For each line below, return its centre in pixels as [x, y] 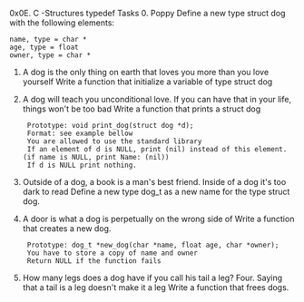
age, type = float [44, 47]
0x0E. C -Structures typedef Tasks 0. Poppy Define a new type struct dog [147, 13]
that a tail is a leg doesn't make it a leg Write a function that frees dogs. [156, 287]
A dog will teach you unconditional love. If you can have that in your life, [157, 99]
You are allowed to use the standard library [114, 141]
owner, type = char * [50, 55]
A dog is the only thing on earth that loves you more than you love [146, 72]
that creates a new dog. [67, 229]
